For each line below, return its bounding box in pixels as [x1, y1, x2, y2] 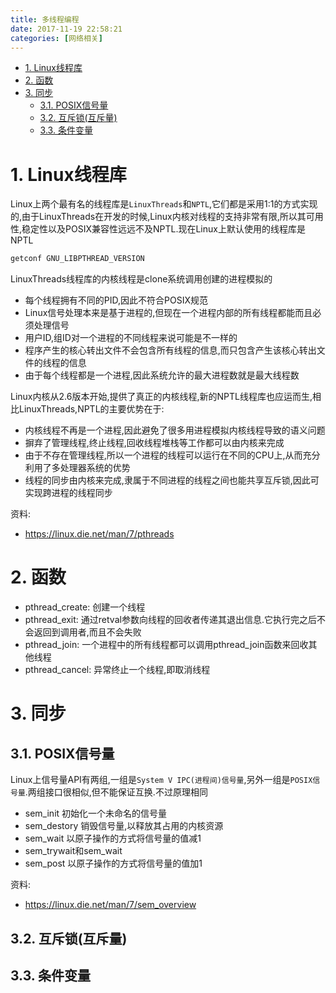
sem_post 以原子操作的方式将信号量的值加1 [24, 857, 203, 870]
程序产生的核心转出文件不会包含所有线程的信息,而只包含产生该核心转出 [24, 344, 317, 356]
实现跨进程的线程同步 [24, 487, 113, 499]
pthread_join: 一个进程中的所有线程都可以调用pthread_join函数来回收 [24, 639, 309, 651]
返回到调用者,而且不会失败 [33, 626, 142, 638]
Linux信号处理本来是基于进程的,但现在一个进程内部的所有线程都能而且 [24, 307, 313, 319]
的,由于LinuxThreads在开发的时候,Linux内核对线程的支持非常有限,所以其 [10, 211, 307, 223]
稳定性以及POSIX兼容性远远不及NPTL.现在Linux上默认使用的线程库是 [21, 223, 306, 235]
